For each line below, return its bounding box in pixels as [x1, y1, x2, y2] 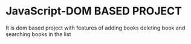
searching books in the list [5, 30, 71, 37]
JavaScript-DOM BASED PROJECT [5, 4, 182, 18]
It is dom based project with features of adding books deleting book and [5, 24, 186, 31]
